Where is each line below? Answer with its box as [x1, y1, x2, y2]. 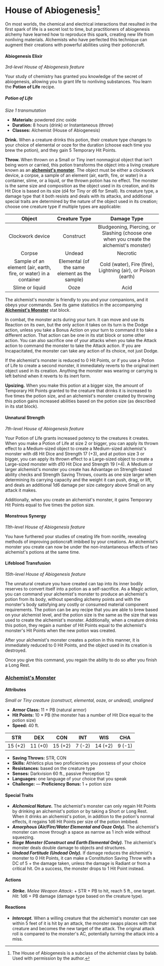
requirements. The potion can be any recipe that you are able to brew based [5, 607, 158, 613]
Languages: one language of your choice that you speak [12, 776, 127, 782]
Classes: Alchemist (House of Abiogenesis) [12, 127, 101, 133]
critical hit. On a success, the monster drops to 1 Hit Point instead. [12, 866, 145, 871]
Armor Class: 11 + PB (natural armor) [12, 707, 87, 713]
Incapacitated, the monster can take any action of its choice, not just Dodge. [5, 348, 159, 354]
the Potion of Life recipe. [5, 84, 56, 90]
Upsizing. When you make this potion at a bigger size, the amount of [5, 383, 144, 389]
